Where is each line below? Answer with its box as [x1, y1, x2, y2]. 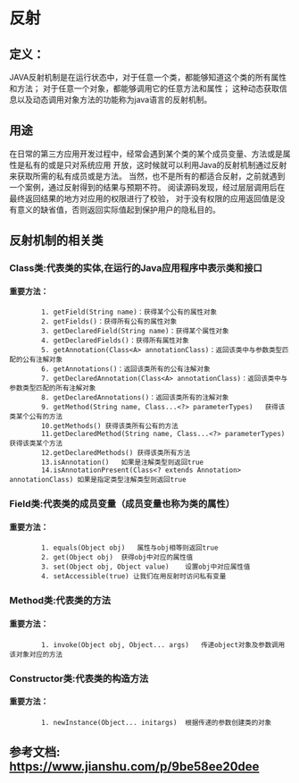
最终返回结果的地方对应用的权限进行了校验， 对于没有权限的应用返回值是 [9, 193, 278, 204]
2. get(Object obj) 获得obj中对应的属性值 [41, 553, 194, 562]
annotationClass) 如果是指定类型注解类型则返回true [9, 476, 187, 484]
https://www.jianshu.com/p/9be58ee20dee [9, 759, 260, 774]
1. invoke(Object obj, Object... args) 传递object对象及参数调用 [41, 640, 286, 649]
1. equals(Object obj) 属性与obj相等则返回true [41, 543, 219, 552]
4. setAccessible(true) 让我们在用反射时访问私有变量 [41, 572, 227, 581]
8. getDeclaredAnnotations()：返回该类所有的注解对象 [41, 393, 229, 402]
